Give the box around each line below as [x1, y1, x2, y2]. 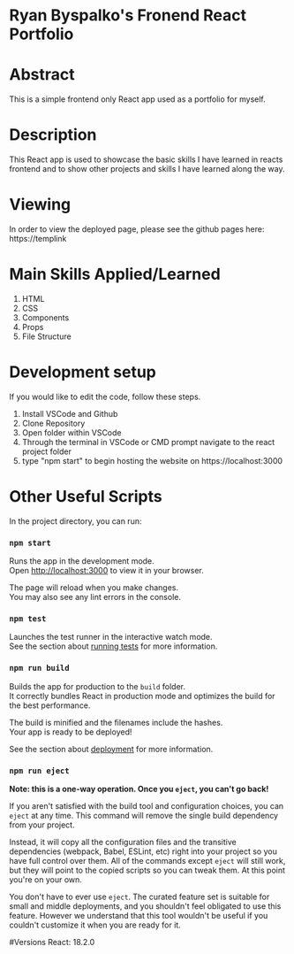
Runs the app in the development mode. [9, 556, 155, 566]
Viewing [9, 195, 72, 215]
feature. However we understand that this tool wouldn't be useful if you [9, 911, 268, 920]
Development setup [9, 362, 157, 382]
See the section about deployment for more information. [9, 743, 214, 754]
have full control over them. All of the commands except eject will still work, [9, 856, 286, 866]
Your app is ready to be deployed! [9, 727, 132, 737]
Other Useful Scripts [9, 487, 162, 507]
